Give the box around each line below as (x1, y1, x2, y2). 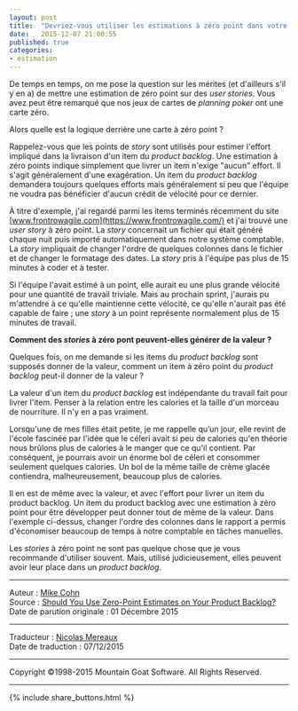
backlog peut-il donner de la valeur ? (9, 370, 145, 381)
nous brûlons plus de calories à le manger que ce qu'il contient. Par (9, 443, 256, 453)
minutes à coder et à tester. (9, 263, 109, 273)
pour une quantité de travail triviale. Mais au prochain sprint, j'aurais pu (9, 289, 270, 299)
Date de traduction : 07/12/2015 (9, 641, 124, 652)
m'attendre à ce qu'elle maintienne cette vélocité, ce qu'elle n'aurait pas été (9, 298, 286, 309)
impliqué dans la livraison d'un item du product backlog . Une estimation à (9, 151, 278, 161)
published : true (9, 37, 69, 47)
